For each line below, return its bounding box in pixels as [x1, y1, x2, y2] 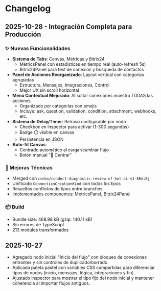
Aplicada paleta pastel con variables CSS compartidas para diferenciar [12, 265, 155, 270]
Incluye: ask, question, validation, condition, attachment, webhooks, [19, 108, 157, 114]
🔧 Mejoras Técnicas [5, 164, 53, 171]
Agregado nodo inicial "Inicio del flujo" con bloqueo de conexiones [12, 254, 147, 260]
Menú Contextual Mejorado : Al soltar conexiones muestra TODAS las [12, 92, 153, 98]
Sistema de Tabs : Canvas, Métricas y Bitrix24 [12, 56, 105, 62]
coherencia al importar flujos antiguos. [12, 280, 91, 286]
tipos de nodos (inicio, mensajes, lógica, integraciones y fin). [12, 270, 135, 276]
